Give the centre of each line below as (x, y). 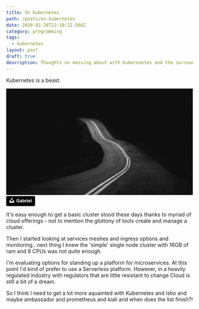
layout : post (22, 50)
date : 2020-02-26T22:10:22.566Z (46, 25)
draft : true (21, 56)
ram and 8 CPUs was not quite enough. (54, 251)
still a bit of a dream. (31, 281)
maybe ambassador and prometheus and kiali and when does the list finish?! (99, 299)
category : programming (34, 31)
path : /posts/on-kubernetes (41, 19)
